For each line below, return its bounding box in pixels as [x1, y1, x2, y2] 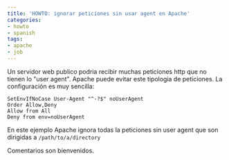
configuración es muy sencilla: [7, 82, 95, 90]
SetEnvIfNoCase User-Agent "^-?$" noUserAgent [7, 95, 144, 102]
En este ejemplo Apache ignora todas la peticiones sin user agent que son [7, 126, 219, 134]
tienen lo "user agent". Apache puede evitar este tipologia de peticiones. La [7, 74, 223, 83]
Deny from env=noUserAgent [7, 113, 85, 121]
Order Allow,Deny [7, 101, 57, 108]
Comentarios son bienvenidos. [7, 146, 95, 154]
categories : [7, 17, 42, 23]
